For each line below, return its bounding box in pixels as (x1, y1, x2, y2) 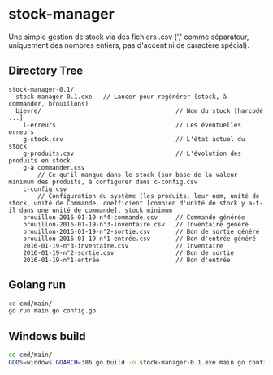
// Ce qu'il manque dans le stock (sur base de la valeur (37, 170, 238, 179)
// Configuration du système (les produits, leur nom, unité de (37, 192, 260, 200)
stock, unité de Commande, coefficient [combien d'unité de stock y (8, 199, 245, 207)
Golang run (8, 278, 67, 292)
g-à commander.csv (23, 163, 85, 171)
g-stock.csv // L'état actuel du (23, 135, 245, 143)
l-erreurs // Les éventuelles (23, 121, 242, 129)
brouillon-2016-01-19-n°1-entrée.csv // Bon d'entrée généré (23, 235, 256, 243)
